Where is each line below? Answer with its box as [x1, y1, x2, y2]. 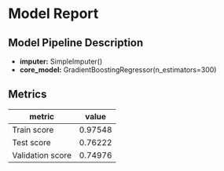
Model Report [8, 5, 99, 23]
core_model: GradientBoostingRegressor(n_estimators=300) [19, 65, 217, 75]
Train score [12, 124, 54, 135]
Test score [12, 136, 51, 147]
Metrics [8, 88, 47, 101]
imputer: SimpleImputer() [19, 56, 103, 66]
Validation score [12, 150, 72, 161]
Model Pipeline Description [8, 36, 144, 49]
